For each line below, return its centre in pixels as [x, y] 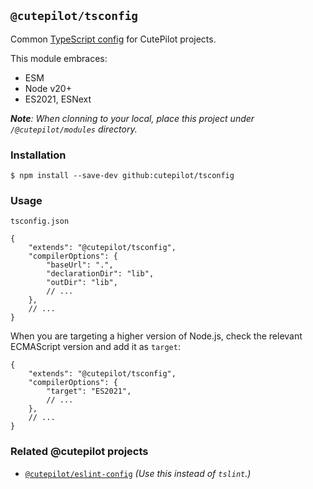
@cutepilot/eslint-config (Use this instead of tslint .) [138, 473]
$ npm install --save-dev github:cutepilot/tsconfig [122, 176]
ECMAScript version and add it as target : [95, 347]
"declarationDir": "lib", [100, 274]
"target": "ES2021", [89, 391]
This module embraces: [59, 58]
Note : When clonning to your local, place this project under [132, 118]
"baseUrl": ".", [80, 265]
